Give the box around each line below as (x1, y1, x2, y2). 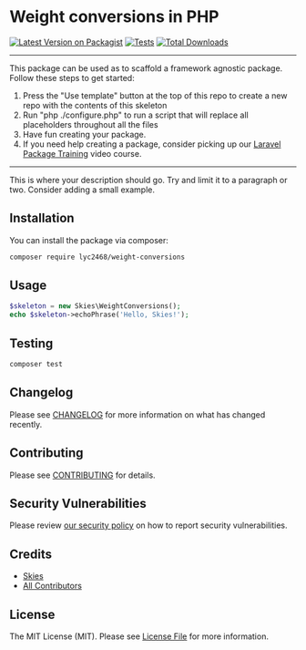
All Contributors (22, 581, 82, 592)
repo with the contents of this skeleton (22, 99, 168, 110)
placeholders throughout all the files (22, 119, 158, 129)
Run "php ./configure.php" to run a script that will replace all (22, 109, 249, 120)
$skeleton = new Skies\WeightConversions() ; (9, 302, 181, 311)
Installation (9, 211, 75, 226)
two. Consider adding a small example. (9, 184, 155, 195)
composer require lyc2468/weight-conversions (9, 253, 185, 262)
